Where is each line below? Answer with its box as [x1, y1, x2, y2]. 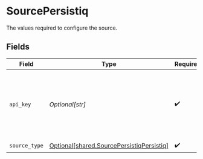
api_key [9, 101, 31, 108]
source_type [9, 142, 44, 149]
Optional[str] [49, 100, 86, 108]
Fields [6, 42, 30, 52]
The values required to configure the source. [6, 24, 118, 31]
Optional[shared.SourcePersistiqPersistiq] [49, 141, 169, 150]
